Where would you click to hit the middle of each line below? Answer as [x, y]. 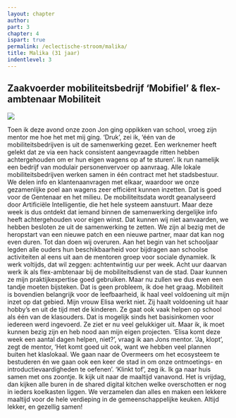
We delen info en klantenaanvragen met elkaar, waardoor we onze [103, 182]
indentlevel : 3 [30, 60]
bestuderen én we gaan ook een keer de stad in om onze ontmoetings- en [115, 362]
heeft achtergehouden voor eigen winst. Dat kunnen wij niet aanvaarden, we [118, 219]
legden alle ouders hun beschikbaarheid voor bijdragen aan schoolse [108, 249]
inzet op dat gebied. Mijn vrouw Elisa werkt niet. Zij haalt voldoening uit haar [118, 302]
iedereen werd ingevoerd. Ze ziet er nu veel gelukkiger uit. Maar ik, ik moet [116, 324]
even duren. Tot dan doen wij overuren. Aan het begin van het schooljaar [113, 242]
